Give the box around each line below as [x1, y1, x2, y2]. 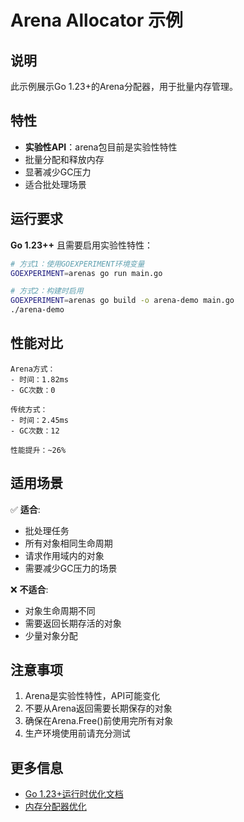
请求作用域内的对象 [24, 549, 105, 561]
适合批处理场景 [24, 178, 87, 190]
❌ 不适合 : [10, 583, 49, 595]
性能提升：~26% [10, 445, 67, 455]
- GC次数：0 [10, 385, 56, 395]
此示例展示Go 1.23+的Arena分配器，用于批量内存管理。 [10, 81, 238, 92]
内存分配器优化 [24, 801, 87, 813]
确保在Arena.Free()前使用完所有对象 [24, 715, 174, 727]
